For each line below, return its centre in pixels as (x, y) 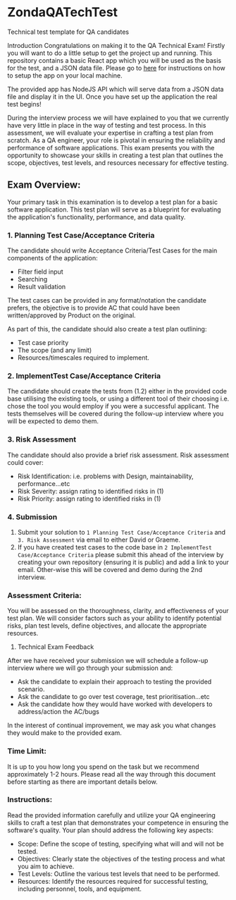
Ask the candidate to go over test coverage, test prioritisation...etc (113, 697)
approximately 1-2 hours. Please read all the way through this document (112, 774)
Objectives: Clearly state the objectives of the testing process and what (121, 858)
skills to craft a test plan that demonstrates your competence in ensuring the (118, 822)
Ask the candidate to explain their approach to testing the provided (114, 682)
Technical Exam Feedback (56, 647)
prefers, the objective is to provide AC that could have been (94, 308)
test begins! (24, 104)
